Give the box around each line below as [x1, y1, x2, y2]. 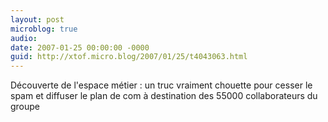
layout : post [10, 14, 65, 25]
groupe [10, 101, 41, 113]
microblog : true [10, 24, 78, 34]
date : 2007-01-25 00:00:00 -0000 [10, 42, 150, 53]
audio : [10, 33, 38, 43]
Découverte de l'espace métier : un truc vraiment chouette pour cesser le [10, 79, 313, 91]
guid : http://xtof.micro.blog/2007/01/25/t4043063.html [10, 52, 248, 62]
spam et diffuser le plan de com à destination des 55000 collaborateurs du [10, 90, 318, 102]
